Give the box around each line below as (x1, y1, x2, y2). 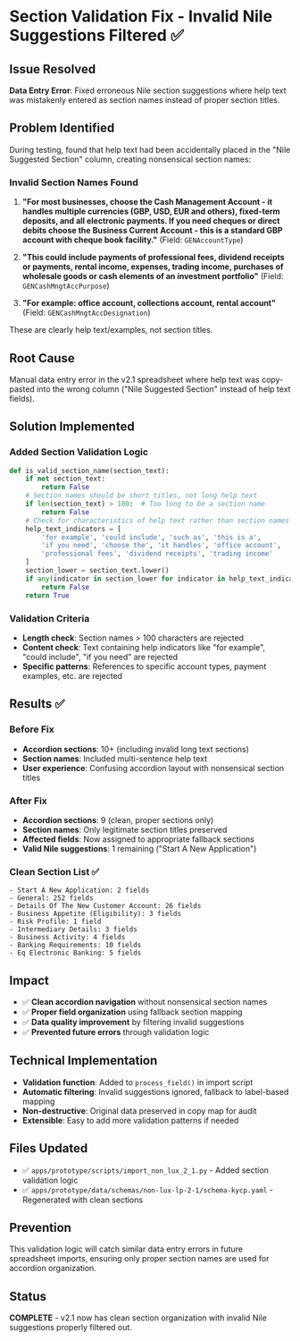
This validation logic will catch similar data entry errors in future (9, 1243, 244, 1254)
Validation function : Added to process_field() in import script (21, 1076, 254, 1088)
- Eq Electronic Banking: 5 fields (9, 948, 142, 958)
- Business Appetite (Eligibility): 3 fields (9, 910, 181, 919)
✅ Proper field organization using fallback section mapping (21, 1006, 243, 1017)
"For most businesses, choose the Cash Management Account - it (21, 197, 273, 208)
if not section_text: (25, 474, 105, 484)
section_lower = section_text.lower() (25, 566, 170, 575)
